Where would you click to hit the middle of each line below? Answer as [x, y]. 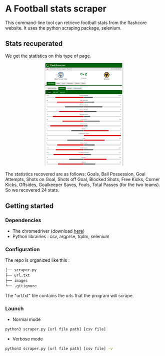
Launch [14, 308]
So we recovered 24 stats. [32, 190]
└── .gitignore [21, 286]
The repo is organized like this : [37, 260]
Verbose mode [28, 339]
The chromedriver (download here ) [48, 231]
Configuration [22, 250]
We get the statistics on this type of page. [48, 56]
